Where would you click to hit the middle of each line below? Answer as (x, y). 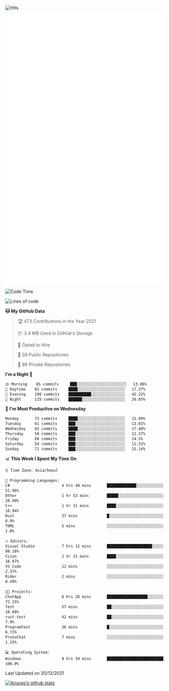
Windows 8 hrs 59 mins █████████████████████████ (84, 659)
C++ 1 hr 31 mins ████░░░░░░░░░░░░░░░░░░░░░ (84, 506)
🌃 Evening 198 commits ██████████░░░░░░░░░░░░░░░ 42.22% (75, 394)
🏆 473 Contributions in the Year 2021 (57, 321)
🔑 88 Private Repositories (44, 364)
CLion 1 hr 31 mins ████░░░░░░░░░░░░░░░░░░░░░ (84, 557)
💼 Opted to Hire (34, 345)
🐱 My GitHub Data (25, 311)
